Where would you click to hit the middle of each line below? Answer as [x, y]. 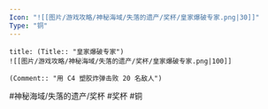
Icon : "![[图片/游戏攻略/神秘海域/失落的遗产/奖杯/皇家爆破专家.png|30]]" [134, 17]
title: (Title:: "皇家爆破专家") [67, 51]
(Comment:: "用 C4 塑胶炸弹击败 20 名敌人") [86, 78]
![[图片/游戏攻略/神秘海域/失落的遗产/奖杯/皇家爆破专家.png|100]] [121, 61]
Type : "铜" [29, 26]
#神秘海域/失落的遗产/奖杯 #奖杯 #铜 [76, 96]
